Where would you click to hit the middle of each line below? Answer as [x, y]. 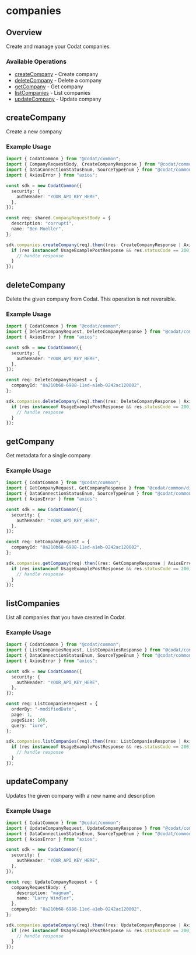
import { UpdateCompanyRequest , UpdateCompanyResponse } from [83, 828]
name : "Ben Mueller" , [38, 229]
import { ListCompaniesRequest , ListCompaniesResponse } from [83, 650]
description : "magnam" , [45, 893]
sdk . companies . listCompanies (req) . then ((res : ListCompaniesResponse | [94, 742]
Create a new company [34, 132]
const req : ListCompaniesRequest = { [52, 704]
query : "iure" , [30, 725]
